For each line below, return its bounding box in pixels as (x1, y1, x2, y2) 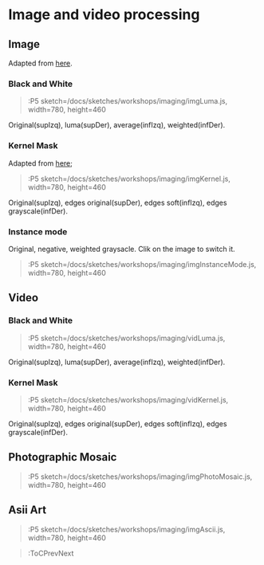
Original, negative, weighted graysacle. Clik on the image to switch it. (8, 244, 235, 253)
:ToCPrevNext (27, 548, 74, 558)
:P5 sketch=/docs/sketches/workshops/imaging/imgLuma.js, (27, 96, 228, 106)
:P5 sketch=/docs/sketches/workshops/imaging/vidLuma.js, (27, 333, 226, 343)
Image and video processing (8, 6, 200, 24)
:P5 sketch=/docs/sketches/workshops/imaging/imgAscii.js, (27, 524, 226, 534)
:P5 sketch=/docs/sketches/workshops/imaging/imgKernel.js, (27, 174, 231, 183)
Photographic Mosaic (8, 450, 117, 464)
